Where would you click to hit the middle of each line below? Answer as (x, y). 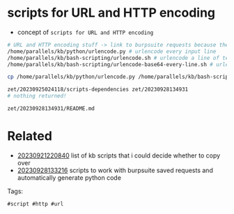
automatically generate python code (69, 178)
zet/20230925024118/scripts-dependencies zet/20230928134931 (98, 90)
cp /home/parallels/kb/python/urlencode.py (71, 77)
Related (30, 136)
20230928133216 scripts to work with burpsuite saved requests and (115, 170)
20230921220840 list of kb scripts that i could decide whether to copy (119, 155)
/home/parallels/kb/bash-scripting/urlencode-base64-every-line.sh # (110, 64)
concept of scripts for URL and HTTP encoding (85, 32)
